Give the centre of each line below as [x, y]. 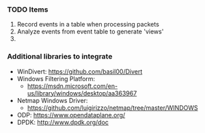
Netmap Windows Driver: [52, 100]
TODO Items [28, 10]
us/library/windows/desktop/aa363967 [82, 93]
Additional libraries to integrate [60, 57]
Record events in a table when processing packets [88, 25]
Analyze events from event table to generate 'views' [90, 31]
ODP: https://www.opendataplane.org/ [71, 115]
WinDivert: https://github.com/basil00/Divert [80, 71]
